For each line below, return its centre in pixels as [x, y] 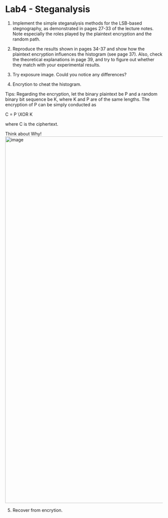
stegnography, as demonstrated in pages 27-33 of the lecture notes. [83, 28]
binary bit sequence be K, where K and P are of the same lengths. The [77, 99]
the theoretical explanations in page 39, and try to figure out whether [83, 59]
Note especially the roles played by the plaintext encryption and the [82, 34]
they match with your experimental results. [56, 65]
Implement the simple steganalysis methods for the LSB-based [77, 23]
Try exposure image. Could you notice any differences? [69, 74]
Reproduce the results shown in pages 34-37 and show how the [78, 49]
